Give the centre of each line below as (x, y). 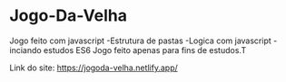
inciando (26, 50)
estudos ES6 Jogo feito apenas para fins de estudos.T (145, 50)
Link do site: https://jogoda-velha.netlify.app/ (94, 68)
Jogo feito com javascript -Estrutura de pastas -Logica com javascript (141, 41)
